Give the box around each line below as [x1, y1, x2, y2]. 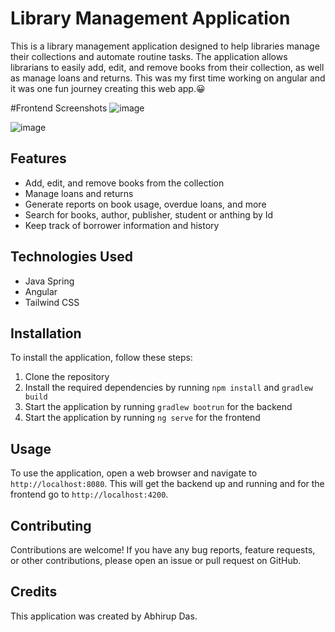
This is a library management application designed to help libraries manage [10, 40, 320, 52]
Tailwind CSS [24, 296, 80, 308]
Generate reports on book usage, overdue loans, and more [24, 198, 267, 210]
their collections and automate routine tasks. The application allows [10, 50, 288, 62]
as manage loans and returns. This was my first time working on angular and [10, 72, 326, 84]
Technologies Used [10, 248, 133, 266]
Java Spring [24, 275, 75, 287]
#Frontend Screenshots [10, 102, 108, 114]
